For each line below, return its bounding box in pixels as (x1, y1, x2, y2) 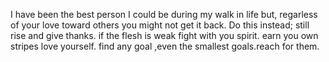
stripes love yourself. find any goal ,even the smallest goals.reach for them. (10, 40, 320, 52)
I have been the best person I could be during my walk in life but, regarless (10, 9, 318, 20)
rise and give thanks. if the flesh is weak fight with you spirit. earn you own (10, 30, 319, 41)
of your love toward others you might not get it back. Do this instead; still (10, 19, 310, 31)
